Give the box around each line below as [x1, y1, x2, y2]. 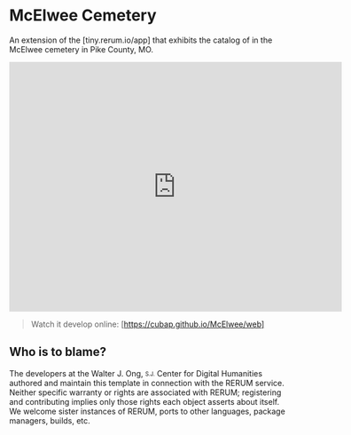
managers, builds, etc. [9, 415, 90, 426]
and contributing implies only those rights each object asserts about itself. [9, 396, 280, 407]
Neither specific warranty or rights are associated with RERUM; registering [9, 387, 282, 398]
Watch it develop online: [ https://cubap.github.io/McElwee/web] [30, 319, 265, 329]
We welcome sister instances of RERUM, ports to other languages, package [9, 406, 285, 416]
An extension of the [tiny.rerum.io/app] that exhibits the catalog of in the [9, 35, 273, 45]
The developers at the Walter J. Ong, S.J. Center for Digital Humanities [9, 368, 263, 378]
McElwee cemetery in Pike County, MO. [9, 43, 153, 54]
